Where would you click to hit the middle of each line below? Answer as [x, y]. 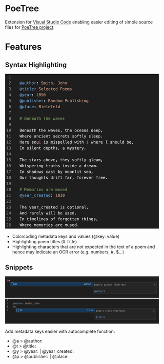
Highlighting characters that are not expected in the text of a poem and [83, 247]
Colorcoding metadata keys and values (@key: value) [66, 236]
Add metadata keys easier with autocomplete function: [60, 331]
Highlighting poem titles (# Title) [44, 242]
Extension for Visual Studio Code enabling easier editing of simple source [79, 22]
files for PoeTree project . [30, 27]
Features [23, 47]
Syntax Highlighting [36, 65]
